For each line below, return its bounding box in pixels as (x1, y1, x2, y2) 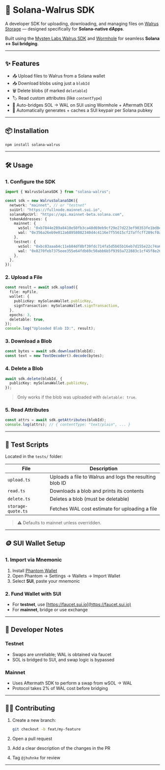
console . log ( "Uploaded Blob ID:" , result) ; (5, 326, 96, 331)
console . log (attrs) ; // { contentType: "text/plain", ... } (5, 422, 131, 427)
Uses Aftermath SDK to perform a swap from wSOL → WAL (12, 680, 133, 686)
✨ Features (5, 59, 40, 68)
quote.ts (7, 509, 28, 514)
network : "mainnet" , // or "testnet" (9, 202, 87, 208)
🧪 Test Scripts (5, 440, 49, 449)
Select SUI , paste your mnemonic (12, 578, 80, 584)
